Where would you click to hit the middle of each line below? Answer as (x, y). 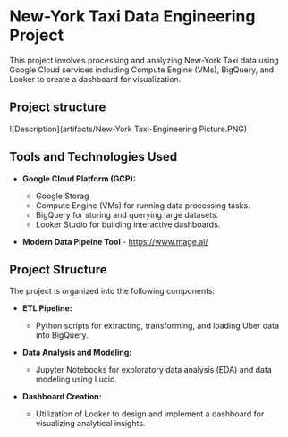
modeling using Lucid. (76, 379)
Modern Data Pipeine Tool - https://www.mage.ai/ (115, 241)
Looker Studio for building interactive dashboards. (128, 224)
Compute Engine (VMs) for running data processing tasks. (143, 205)
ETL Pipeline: (47, 308)
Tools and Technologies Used (93, 157)
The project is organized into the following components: (112, 291)
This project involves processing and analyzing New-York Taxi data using (144, 60)
